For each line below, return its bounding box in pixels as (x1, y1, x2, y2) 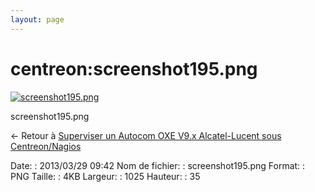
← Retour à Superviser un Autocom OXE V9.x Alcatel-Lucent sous (10, 129, 282, 141)
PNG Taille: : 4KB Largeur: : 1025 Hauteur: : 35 (10, 170, 201, 182)
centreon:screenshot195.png (10, 57, 258, 80)
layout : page (10, 14, 65, 25)
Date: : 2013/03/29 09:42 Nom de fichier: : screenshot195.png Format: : (10, 159, 306, 171)
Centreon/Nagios (10, 140, 82, 152)
